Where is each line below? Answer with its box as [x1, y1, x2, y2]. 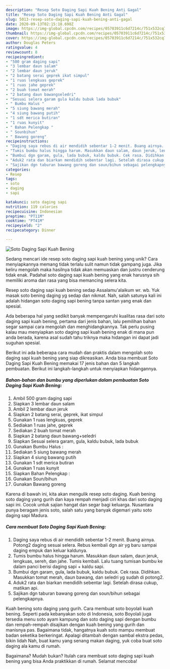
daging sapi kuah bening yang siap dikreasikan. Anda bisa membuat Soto [6, 354, 158, 361]
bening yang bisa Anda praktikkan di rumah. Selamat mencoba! [6, 658, 138, 664]
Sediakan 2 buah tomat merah [13, 427, 76, 433]
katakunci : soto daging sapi [6, 199, 67, 204]
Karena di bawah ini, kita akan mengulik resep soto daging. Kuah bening [6, 491, 156, 497]
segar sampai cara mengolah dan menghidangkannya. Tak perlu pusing [6, 324, 155, 330]
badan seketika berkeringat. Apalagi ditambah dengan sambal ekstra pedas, [6, 632, 164, 638]
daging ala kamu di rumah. [6, 643, 61, 649]
